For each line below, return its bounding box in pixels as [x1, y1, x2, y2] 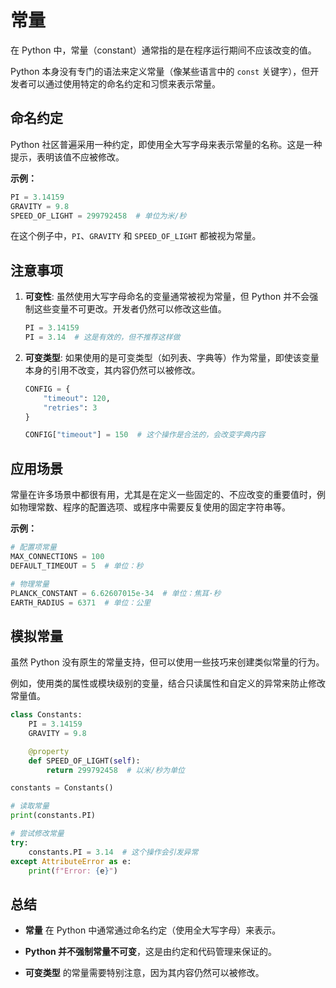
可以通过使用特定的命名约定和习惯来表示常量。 [27, 77, 221, 90]
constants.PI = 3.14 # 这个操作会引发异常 [28, 847, 199, 857]
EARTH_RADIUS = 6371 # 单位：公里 [10, 597, 152, 608]
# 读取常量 [10, 801, 50, 811]
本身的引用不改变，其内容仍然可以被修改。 [24, 364, 201, 376]
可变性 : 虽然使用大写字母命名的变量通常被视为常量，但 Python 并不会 [24, 291, 310, 303]
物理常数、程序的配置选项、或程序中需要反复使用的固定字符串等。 [18, 501, 291, 513]
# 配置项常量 [10, 542, 57, 553]
